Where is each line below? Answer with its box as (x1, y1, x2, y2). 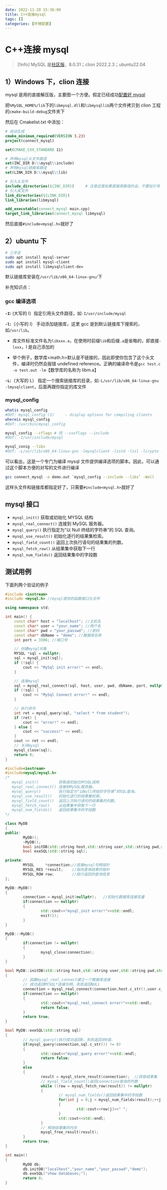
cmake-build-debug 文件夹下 (9, 108, 65, 114)
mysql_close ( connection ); (40, 950, 94, 955)
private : (5, 858, 23, 863)
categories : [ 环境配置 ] (5, 21, 51, 26)
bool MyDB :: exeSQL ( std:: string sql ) (5, 1028, 81, 1033)
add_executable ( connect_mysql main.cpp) (5, 207, 90, 212)
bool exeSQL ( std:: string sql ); (23, 849, 88, 854)
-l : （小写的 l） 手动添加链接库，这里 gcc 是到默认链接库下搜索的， (5, 321, 143, 326)
